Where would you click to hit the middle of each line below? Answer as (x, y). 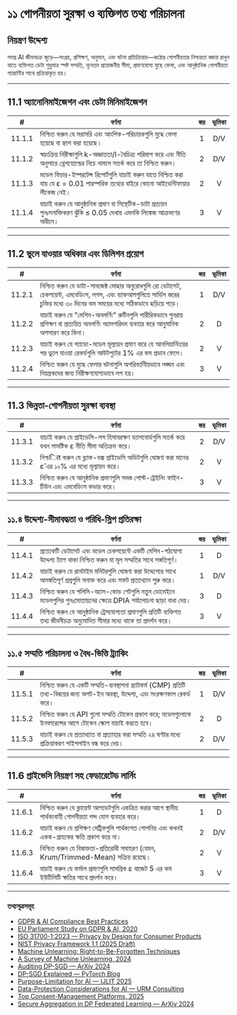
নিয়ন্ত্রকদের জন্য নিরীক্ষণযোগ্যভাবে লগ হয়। (88, 373)
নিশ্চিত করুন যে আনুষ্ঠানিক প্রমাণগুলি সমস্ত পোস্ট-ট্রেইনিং (103, 478)
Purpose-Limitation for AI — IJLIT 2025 (74, 981)
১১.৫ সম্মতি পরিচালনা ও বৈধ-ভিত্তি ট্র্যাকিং (68, 653)
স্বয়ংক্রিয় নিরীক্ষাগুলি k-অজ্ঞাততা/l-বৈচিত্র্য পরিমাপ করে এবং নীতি (113, 154)
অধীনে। (49, 221)
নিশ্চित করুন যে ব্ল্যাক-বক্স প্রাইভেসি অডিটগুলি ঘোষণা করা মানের (114, 457)
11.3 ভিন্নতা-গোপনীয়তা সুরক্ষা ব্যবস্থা (61, 406)
